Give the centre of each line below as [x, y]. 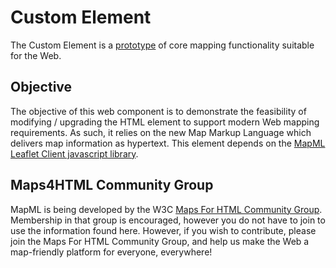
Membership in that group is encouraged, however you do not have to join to [168, 220]
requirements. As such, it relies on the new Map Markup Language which [161, 132]
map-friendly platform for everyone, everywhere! [111, 252]
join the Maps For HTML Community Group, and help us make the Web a [160, 241]
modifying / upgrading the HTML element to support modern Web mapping [165, 122]
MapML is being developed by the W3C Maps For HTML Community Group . [166, 209]
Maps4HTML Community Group [112, 185]
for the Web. [36, 55]
